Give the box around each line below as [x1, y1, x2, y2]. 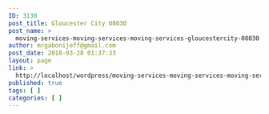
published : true [8, 79, 62, 87]
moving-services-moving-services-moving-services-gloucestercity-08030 [15, 34, 260, 43]
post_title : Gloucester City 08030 [8, 19, 127, 27]
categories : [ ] [8, 94, 62, 102]
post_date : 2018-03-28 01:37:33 [8, 49, 116, 57]
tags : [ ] [8, 86, 42, 95]
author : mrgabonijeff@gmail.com [8, 42, 116, 50]
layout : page [8, 57, 52, 65]
